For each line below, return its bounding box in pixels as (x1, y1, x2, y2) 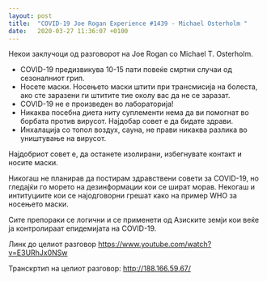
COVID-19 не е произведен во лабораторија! (19, 99, 174, 109)
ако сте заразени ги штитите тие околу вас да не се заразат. (19, 91, 231, 100)
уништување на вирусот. (19, 134, 107, 143)
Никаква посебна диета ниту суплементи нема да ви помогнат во (19, 108, 249, 117)
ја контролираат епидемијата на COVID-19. (8, 224, 157, 233)
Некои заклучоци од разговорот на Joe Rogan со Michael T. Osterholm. (8, 49, 253, 59)
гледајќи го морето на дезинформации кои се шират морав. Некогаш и (8, 182, 255, 192)
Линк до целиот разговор (8, 240, 97, 249)
